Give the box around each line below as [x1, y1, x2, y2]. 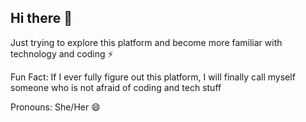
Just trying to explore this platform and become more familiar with [10, 36, 283, 48]
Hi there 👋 [10, 10, 73, 27]
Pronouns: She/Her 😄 [10, 101, 101, 113]
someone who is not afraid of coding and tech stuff [10, 81, 222, 93]
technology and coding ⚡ [10, 47, 114, 60]
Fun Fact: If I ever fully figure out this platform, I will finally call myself [10, 71, 296, 83]
